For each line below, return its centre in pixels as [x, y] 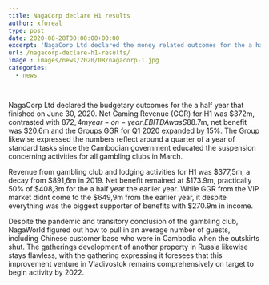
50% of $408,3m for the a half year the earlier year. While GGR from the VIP [134, 188]
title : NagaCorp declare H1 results [69, 16]
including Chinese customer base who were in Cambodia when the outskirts [134, 238]
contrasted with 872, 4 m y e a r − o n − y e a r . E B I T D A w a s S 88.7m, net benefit [127, 122]
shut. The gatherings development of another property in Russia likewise [128, 247]
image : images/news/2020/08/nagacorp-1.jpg [84, 61]
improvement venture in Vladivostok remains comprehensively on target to [131, 263]
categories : [28, 68]
